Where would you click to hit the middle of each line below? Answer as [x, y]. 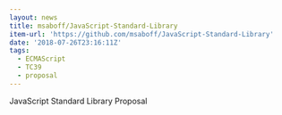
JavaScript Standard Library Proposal [78, 101]
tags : [19, 51]
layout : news [34, 17]
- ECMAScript [42, 59]
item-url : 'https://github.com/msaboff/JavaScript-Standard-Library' [142, 34]
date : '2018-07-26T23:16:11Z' [66, 42]
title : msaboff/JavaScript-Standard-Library [94, 26]
